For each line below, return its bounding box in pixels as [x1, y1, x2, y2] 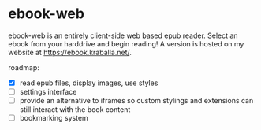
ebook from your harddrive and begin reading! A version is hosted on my [8, 39, 244, 48]
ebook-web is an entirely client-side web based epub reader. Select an [8, 31, 238, 40]
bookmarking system [19, 113, 88, 123]
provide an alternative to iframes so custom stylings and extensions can [19, 96, 254, 106]
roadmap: [8, 62, 39, 72]
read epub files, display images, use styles [19, 78, 158, 87]
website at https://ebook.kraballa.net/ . [8, 47, 132, 57]
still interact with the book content [19, 105, 131, 114]
